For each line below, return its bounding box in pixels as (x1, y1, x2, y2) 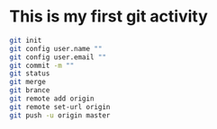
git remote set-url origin (9, 102, 111, 111)
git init (9, 36, 42, 45)
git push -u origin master (9, 110, 111, 120)
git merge (9, 78, 47, 87)
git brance (9, 86, 50, 95)
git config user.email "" (9, 52, 106, 62)
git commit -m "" (9, 61, 75, 70)
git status (9, 69, 50, 78)
